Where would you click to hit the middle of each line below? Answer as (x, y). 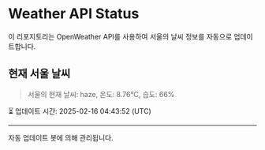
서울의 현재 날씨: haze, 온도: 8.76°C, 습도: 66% (101, 94)
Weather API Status (74, 14)
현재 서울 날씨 (39, 74)
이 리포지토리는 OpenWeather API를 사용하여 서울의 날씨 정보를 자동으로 (120, 36)
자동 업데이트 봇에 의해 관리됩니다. (61, 137)
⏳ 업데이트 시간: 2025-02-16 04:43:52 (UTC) (80, 111)
